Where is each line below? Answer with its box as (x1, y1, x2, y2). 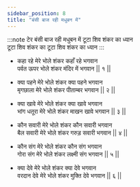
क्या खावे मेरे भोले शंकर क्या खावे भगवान (16, 99, 103, 108)
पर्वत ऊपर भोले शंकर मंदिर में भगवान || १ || (16, 64, 111, 73)
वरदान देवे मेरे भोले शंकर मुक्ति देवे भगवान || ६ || (16, 171, 122, 179)
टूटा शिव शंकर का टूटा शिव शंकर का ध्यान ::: (7, 42, 105, 51)
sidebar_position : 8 (7, 10, 67, 17)
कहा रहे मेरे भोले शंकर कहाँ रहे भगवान (16, 56, 98, 65)
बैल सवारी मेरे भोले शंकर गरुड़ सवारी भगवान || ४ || (16, 128, 128, 137)
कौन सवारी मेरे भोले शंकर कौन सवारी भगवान (16, 121, 113, 129)
